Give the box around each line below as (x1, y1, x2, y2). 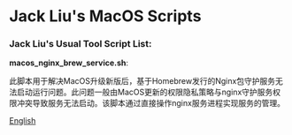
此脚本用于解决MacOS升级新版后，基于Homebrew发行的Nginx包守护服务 (9, 76, 276, 86)
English (9, 116, 36, 126)
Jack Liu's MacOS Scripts (9, 6, 202, 26)
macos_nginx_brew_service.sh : (9, 57, 129, 68)
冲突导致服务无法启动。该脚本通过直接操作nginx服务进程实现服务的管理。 (16, 98, 286, 109)
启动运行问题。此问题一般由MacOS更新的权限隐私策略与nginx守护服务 (16, 86, 273, 98)
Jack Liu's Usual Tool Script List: (9, 38, 152, 50)
